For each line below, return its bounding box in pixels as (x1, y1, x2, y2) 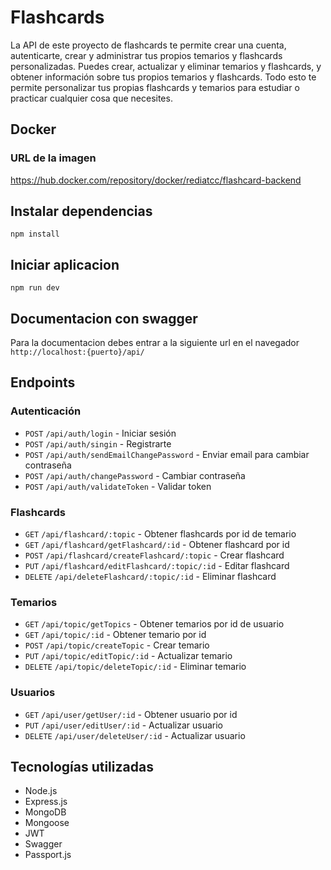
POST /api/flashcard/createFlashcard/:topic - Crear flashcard (24, 549, 285, 561)
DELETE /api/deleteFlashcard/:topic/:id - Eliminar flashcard (24, 571, 277, 583)
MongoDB (24, 806, 67, 818)
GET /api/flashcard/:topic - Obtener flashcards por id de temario (24, 528, 297, 540)
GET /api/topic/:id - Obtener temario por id (24, 629, 207, 641)
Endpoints (10, 374, 76, 391)
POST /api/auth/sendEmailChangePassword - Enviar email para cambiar (24, 448, 310, 460)
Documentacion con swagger (10, 310, 198, 327)
